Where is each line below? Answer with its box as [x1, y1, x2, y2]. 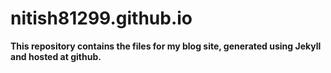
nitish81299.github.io [10, 7, 193, 30]
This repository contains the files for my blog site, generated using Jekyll [10, 40, 322, 52]
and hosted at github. [10, 50, 102, 62]
